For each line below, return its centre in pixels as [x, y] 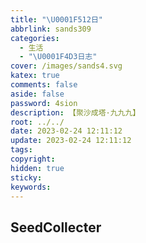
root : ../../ [37, 122]
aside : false [37, 94]
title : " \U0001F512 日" [56, 19]
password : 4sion [44, 103]
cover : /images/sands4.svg [66, 66]
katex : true [35, 76]
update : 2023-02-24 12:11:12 [71, 141]
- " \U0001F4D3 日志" [58, 57]
